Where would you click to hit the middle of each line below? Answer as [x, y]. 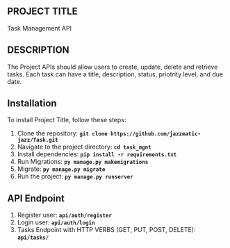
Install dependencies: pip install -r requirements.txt [97, 154]
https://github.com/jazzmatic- [156, 134]
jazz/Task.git [38, 140]
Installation [32, 104]
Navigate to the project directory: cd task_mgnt [84, 147]
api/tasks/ [33, 238]
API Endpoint [36, 198]
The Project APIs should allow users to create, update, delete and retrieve [113, 67]
